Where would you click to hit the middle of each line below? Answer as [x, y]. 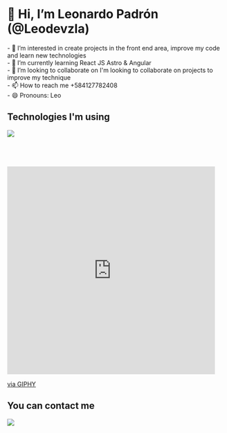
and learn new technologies [47, 55]
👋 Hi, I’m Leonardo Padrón [83, 14]
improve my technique [39, 77]
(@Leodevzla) [48, 29]
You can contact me [51, 406]
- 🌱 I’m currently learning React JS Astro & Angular [80, 62]
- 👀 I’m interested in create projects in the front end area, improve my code [113, 48]
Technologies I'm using [59, 117]
